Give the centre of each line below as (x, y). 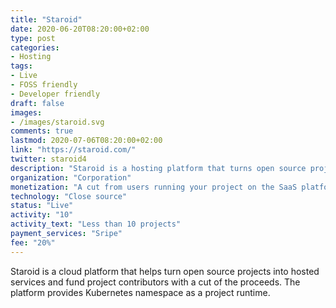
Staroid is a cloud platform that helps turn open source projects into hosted (165, 271)
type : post (33, 38)
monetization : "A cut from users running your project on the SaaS (154, 187)
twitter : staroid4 (48, 159)
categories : (35, 47)
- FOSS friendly (44, 85)
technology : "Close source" (69, 196)
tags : (21, 66)
